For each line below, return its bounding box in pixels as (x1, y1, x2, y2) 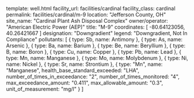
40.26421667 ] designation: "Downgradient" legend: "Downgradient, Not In (6, 30, 188, 37)
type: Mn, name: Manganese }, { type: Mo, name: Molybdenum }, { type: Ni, (6, 55, 189, 61)
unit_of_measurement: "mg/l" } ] (6, 86, 84, 92)
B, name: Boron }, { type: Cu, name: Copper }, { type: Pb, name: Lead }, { (6, 48, 182, 55)
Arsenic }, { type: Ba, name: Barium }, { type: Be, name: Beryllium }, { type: (6, 42, 186, 49)
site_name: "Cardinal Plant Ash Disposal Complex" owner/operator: (6, 17, 168, 24)
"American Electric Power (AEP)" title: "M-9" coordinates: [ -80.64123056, (6, 23, 185, 30)
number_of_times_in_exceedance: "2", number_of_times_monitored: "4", (6, 73, 180, 80)
